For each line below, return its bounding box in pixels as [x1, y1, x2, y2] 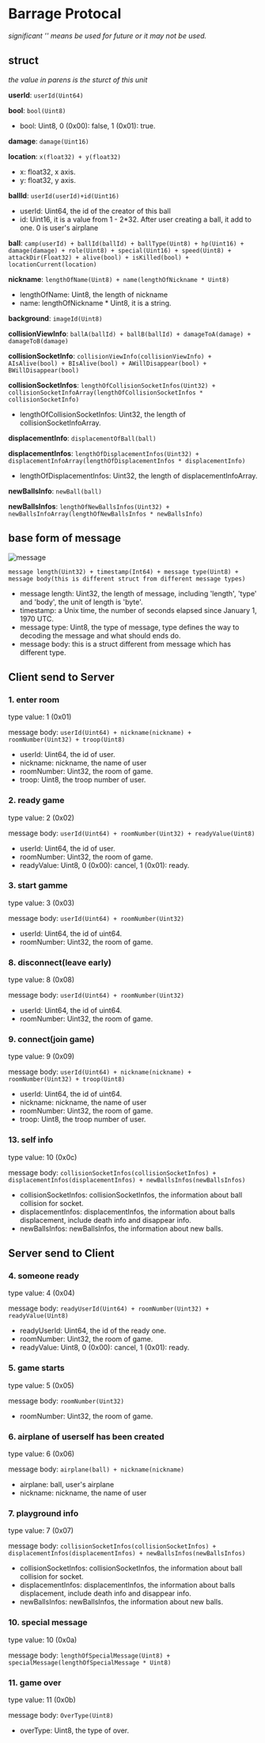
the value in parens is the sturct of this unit [8, 74, 148, 84]
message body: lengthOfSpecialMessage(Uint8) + [8, 1650, 171, 1660]
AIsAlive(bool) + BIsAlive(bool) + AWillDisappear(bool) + [8, 360, 207, 367]
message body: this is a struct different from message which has [19, 639, 232, 649]
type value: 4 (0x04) [8, 1288, 75, 1298]
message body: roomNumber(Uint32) [8, 1395, 125, 1406]
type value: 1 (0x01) [8, 712, 72, 721]
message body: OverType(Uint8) [8, 1710, 114, 1719]
